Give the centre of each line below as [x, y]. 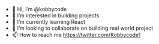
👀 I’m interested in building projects [55, 15]
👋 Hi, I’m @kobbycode [39, 9]
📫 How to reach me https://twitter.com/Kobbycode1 [76, 35]
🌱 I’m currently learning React [49, 22]
